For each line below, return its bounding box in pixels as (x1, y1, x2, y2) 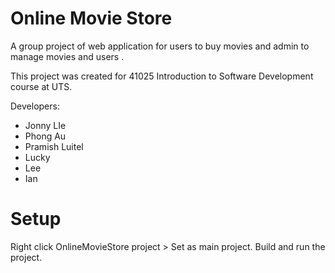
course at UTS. (10, 80, 73, 92)
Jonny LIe (24, 119, 67, 131)
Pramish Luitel (24, 140, 84, 152)
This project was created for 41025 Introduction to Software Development (10, 70, 314, 82)
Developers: (10, 100, 60, 112)
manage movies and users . (10, 50, 125, 62)
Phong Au (24, 130, 67, 142)
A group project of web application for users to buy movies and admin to (10, 40, 310, 52)
